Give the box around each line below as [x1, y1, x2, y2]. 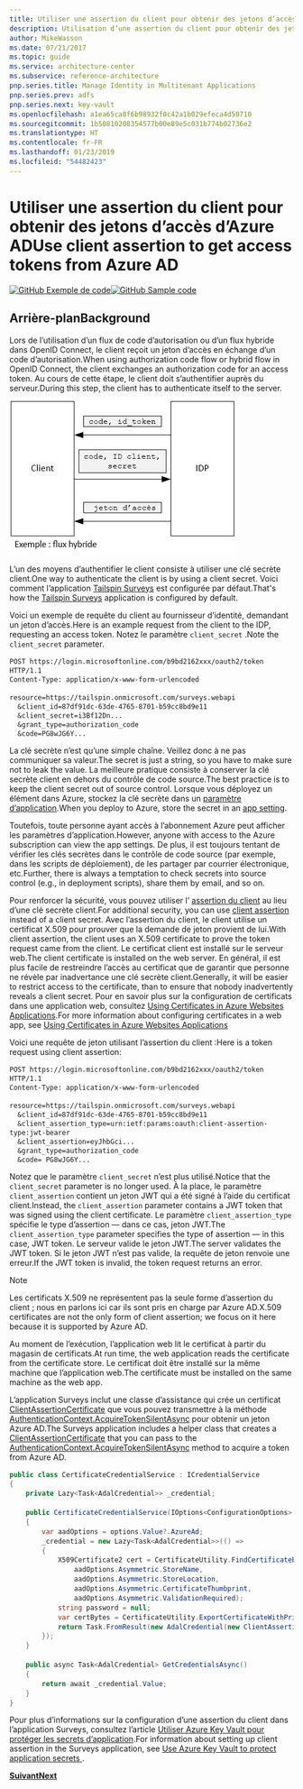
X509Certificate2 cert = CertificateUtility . [57, 1555, 232, 1564]
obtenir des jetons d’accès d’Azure [9, 216, 275, 236]
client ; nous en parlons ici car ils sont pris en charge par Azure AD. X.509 [9, 1301, 282, 1312]
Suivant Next [9, 1770, 58, 1781]
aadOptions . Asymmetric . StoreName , [73, 1565, 204, 1574]
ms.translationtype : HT [9, 129, 99, 138]
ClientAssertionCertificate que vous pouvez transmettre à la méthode [9, 1403, 268, 1415]
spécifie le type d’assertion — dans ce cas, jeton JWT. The [9, 1218, 225, 1230]
